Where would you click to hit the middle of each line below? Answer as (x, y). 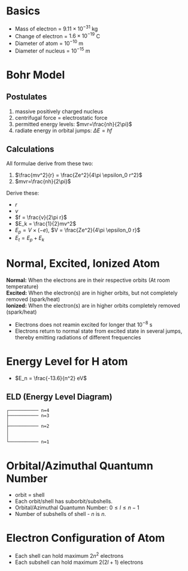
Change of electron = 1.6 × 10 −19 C (57, 35)
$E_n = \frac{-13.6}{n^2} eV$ (51, 378)
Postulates (27, 97)
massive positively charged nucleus (59, 111)
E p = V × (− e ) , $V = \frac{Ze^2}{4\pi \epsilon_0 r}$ (78, 231)
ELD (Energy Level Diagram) (59, 397)
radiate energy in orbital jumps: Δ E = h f (63, 130)
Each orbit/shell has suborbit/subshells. (63, 502)
